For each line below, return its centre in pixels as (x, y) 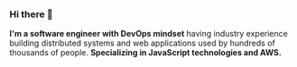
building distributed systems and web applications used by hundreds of (142, 43)
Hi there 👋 (32, 14)
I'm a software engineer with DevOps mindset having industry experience (149, 34)
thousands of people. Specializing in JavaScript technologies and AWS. (145, 53)
